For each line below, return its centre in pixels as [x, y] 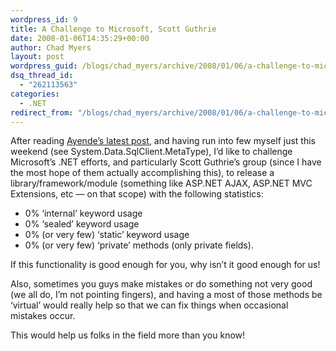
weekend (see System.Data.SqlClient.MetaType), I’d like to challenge [151, 152]
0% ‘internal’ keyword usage [83, 213]
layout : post [37, 57]
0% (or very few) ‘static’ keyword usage [107, 235]
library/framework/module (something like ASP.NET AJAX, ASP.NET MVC [161, 183]
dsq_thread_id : [42, 76]
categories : [35, 94]
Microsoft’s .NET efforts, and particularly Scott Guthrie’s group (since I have [166, 162]
